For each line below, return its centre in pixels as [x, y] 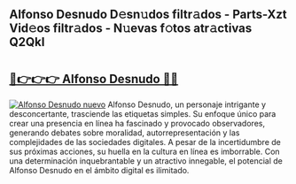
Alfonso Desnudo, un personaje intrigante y [187, 104]
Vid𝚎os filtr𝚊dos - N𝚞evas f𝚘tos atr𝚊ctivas [131, 29]
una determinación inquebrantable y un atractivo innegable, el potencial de [146, 161]
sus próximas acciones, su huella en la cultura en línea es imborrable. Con [145, 151]
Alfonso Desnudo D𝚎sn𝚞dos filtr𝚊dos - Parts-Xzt [148, 15]
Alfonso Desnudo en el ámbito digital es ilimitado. [99, 170]
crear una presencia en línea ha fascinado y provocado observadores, [137, 123]
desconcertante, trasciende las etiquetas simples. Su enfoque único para [143, 114]
